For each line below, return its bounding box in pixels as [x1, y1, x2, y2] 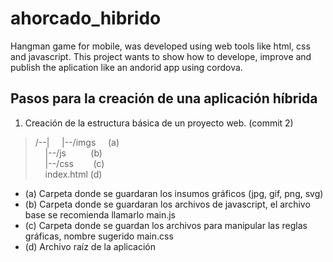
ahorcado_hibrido [10, 7, 162, 30]
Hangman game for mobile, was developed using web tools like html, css [10, 40, 311, 52]
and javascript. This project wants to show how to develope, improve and [10, 50, 312, 62]
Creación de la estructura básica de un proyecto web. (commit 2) [24, 117, 294, 129]
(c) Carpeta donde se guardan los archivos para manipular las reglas [24, 219, 308, 231]
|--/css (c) [44, 157, 105, 169]
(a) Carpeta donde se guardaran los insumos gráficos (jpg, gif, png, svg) [24, 187, 324, 199]
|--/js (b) [44, 147, 103, 159]
